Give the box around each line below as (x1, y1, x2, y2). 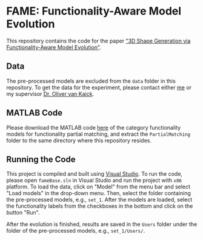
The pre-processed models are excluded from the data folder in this (6, 77, 176, 84)
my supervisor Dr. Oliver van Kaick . (6, 90, 95, 98)
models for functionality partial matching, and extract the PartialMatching (6, 130, 191, 138)
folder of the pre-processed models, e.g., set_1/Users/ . (6, 227, 145, 235)
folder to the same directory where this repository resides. (6, 136, 151, 144)
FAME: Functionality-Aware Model (6, 4, 182, 18)
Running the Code (6, 154, 76, 164)
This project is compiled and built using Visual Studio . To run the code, (6, 170, 183, 178)
